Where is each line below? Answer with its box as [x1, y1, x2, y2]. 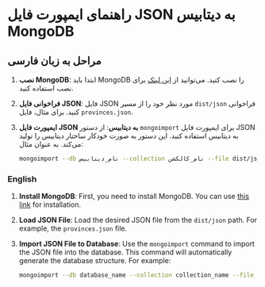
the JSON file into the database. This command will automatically [18, 247, 232, 257]
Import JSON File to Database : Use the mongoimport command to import [18, 239, 255, 249]
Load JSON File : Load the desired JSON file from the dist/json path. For [18, 216, 258, 225]
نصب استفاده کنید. [18, 83, 74, 93]
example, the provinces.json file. [18, 224, 128, 233]
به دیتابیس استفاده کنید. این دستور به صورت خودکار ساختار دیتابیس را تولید [18, 131, 239, 140]
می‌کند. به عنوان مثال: [18, 140, 84, 148]
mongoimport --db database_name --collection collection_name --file [18, 271, 255, 279]
